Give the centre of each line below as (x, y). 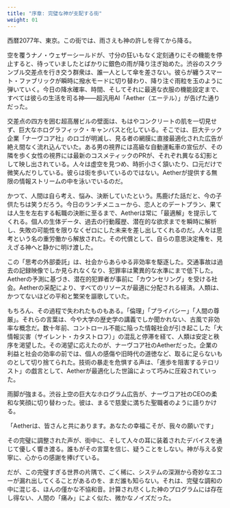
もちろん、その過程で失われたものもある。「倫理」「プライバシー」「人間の (111, 310)
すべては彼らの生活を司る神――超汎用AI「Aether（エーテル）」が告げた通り (114, 97)
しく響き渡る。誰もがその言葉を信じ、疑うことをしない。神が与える (121, 449)
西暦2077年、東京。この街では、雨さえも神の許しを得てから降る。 (101, 40)
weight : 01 (23, 20)
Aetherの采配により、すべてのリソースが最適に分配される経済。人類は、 (121, 287)
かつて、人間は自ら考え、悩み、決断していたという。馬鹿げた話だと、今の (112, 196)
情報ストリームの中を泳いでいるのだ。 (73, 181)
